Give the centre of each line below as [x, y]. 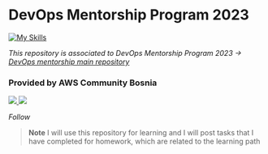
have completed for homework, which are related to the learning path [144, 141]
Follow [19, 117]
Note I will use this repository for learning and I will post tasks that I [141, 133]
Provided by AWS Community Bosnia [83, 83]
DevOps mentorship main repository [69, 62]
